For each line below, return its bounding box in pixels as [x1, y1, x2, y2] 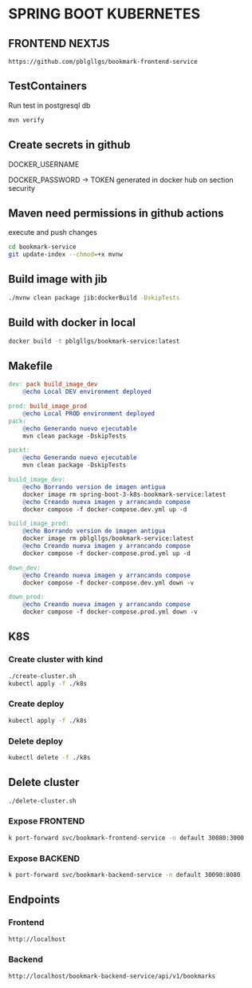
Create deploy [8, 698, 65, 709]
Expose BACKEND [8, 852, 80, 863]
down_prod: [8, 593, 45, 601]
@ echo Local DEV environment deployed [22, 388, 152, 396]
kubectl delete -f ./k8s [8, 753, 91, 761]
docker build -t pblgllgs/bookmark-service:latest [8, 337, 180, 345]
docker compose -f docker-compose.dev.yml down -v [22, 578, 195, 587]
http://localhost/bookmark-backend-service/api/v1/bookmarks [8, 972, 216, 980]
